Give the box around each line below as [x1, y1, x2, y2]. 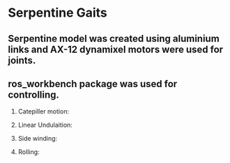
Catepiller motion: [17, 107, 69, 116]
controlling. [8, 88, 60, 100]
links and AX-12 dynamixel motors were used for [8, 43, 224, 55]
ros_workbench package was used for [8, 78, 178, 90]
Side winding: [17, 134, 58, 143]
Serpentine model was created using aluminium [8, 33, 220, 45]
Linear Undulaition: [17, 121, 72, 130]
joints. [8, 54, 36, 66]
